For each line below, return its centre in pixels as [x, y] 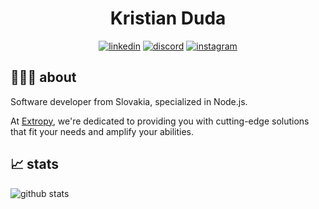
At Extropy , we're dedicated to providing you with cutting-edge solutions [160, 121]
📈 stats [35, 164]
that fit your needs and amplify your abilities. [102, 131]
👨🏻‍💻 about [43, 77]
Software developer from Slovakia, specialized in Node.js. [129, 101]
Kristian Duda [168, 18]
